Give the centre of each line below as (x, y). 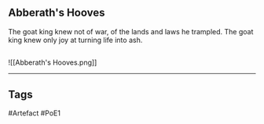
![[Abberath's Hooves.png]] (53, 62)
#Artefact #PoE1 (35, 113)
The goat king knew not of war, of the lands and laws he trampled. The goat (131, 31)
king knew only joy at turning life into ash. (75, 40)
